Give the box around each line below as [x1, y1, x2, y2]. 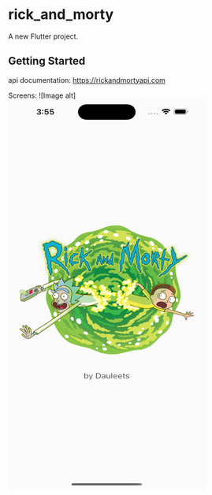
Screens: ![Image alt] [8, 91, 76, 100]
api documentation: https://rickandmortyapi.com [8, 75, 166, 84]
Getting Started [8, 54, 86, 68]
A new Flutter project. [8, 32, 79, 41]
